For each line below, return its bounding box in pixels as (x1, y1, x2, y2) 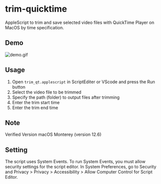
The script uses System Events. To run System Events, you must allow (5, 159, 146, 165)
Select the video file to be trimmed (12, 89, 82, 95)
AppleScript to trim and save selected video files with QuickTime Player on (5, 19, 155, 25)
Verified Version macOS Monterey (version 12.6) (5, 131, 102, 137)
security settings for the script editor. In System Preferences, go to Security (5, 164, 157, 170)
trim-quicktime (5, 3, 67, 15)
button (12, 84, 26, 90)
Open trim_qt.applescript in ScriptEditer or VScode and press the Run (12, 79, 156, 85)
